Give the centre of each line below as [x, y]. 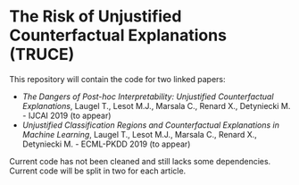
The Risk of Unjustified [96, 17]
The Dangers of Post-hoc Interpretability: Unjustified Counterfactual [148, 97]
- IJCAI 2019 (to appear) [66, 115]
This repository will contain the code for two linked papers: [117, 79]
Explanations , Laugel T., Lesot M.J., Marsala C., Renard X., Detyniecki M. [156, 105]
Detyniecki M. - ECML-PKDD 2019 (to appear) [106, 144]
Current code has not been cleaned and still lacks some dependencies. [140, 161]
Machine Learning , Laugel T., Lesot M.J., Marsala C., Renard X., [139, 134]
